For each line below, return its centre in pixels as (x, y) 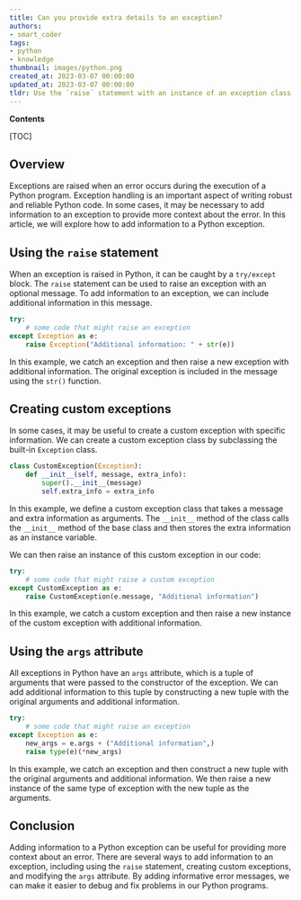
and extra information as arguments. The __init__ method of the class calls (149, 517)
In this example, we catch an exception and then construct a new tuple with (149, 769)
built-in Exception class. (53, 450)
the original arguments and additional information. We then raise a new (140, 778)
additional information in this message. (81, 303)
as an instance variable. (53, 537)
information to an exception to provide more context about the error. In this (147, 215)
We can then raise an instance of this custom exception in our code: (135, 554)
